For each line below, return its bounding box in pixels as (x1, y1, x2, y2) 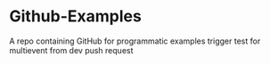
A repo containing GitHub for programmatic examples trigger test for (9, 36, 261, 46)
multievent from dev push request (9, 44, 134, 55)
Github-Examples (9, 6, 143, 27)
